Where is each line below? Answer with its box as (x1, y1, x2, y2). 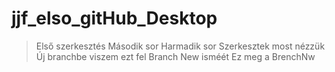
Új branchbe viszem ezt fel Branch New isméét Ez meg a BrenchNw (35, 50, 316, 62)
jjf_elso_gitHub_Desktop (11, 7, 218, 30)
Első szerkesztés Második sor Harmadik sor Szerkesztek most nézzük (35, 40, 326, 52)
